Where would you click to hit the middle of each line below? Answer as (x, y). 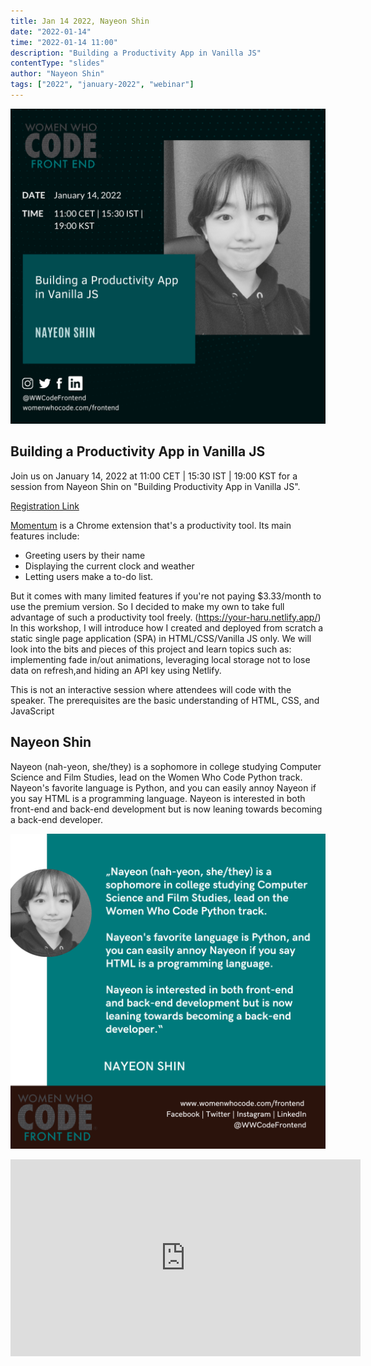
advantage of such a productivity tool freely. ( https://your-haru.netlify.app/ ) (166, 617)
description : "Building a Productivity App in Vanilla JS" (136, 53)
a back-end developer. (56, 819)
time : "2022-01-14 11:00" (64, 42)
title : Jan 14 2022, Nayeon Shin (80, 21)
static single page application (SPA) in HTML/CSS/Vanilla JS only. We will (161, 638)
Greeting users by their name (85, 555)
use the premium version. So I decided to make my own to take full (147, 606)
